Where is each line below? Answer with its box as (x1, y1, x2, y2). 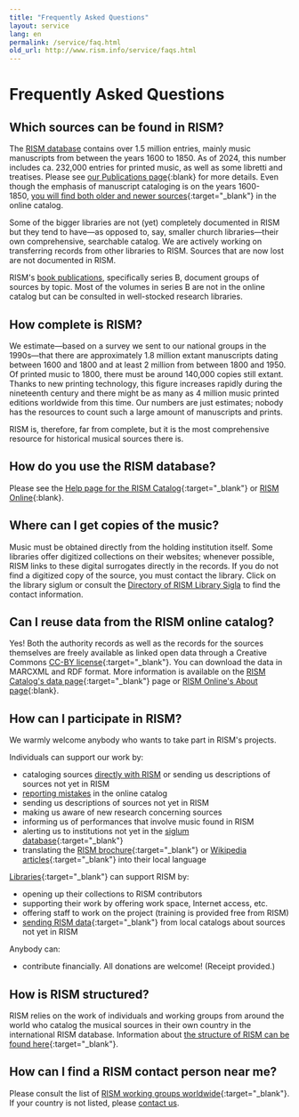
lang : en (9, 29, 42, 38)
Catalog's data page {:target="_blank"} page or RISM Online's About (9, 676, 258, 687)
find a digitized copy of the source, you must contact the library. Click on (9, 570, 277, 581)
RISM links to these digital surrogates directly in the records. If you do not (9, 560, 279, 571)
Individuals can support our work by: (9, 752, 144, 763)
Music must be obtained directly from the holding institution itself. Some (9, 542, 273, 552)
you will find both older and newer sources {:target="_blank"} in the (30, 190, 278, 201)
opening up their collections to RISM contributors (21, 888, 203, 899)
